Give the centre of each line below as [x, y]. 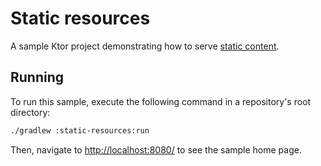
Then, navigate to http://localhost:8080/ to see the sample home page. [156, 149]
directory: [30, 112]
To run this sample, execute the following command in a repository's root [161, 101]
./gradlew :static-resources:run [80, 130]
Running [37, 77]
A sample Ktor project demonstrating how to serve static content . [145, 46]
